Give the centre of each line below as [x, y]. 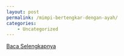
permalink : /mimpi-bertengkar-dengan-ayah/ [62, 18]
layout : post [23, 12]
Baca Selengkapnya [31, 46]
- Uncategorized [38, 29]
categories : [21, 23]
